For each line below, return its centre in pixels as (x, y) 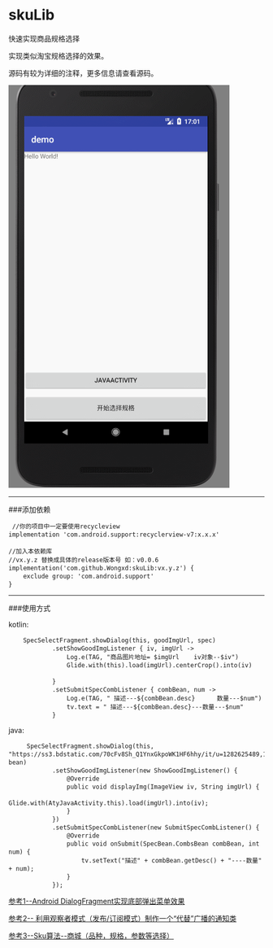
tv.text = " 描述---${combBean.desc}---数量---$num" (155, 707)
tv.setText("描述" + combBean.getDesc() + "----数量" (171, 860)
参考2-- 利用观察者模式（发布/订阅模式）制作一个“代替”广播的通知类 (123, 918)
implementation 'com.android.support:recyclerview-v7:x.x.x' (114, 535)
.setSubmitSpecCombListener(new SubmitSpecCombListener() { (156, 828)
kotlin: (19, 624)
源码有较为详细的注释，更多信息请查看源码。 (83, 73)
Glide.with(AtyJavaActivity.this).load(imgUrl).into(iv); (108, 803)
